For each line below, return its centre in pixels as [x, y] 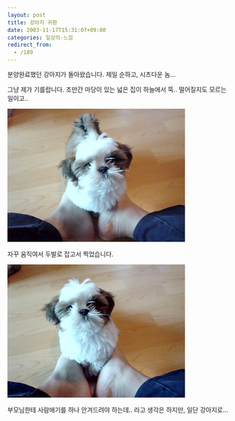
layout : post [27, 15]
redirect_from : [30, 45]
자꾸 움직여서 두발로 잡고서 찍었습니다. [60, 254]
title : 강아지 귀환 [32, 22]
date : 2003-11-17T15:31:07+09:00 [57, 30]
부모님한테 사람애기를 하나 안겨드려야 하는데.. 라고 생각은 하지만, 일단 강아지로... [118, 410]
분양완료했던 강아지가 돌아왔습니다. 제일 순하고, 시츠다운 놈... [92, 74]
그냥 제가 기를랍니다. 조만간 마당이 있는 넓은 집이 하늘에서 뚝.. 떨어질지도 [108, 89]
